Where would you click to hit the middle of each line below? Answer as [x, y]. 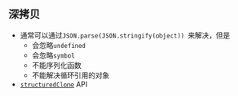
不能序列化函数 [56, 65]
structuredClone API [54, 84]
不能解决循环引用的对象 [71, 75]
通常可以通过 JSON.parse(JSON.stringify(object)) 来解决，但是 [125, 35]
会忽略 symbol [53, 55]
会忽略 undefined [59, 45]
